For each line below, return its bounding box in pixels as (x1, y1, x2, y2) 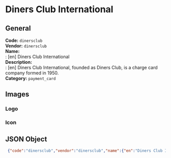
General (5, 24, 32, 33)
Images (5, 90, 30, 99)
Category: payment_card (5, 75, 56, 81)
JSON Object (5, 135, 47, 143)
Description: (5, 59, 32, 65)
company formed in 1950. (5, 70, 59, 76)
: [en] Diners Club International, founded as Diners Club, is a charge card (5, 65, 158, 70)
